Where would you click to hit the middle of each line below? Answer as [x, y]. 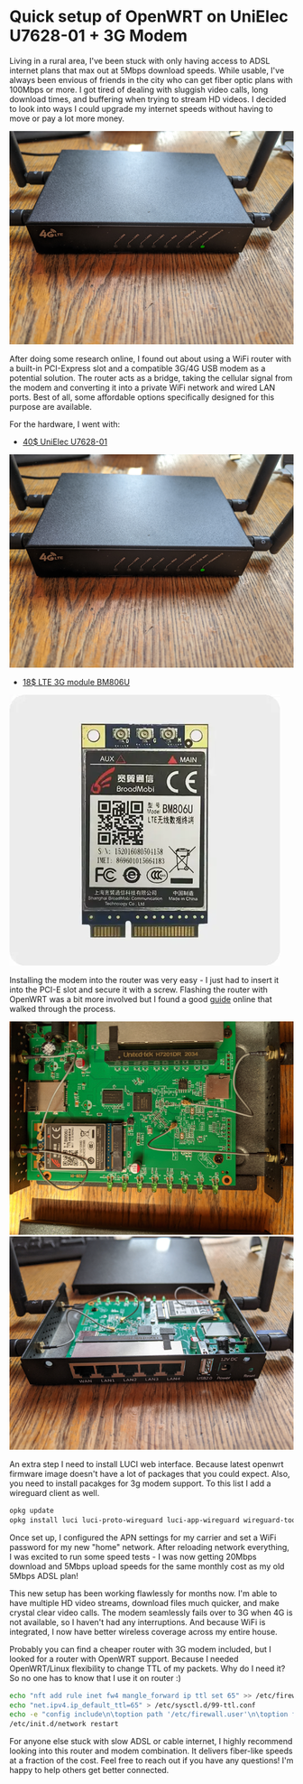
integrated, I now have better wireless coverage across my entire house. [143, 1631]
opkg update [32, 1510]
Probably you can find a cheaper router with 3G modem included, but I [141, 1649]
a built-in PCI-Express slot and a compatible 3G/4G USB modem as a [138, 368]
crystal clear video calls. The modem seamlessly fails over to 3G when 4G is [151, 1612]
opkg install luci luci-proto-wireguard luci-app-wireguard [125, 1520]
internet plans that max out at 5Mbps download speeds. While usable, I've [147, 70]
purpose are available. [50, 406]
